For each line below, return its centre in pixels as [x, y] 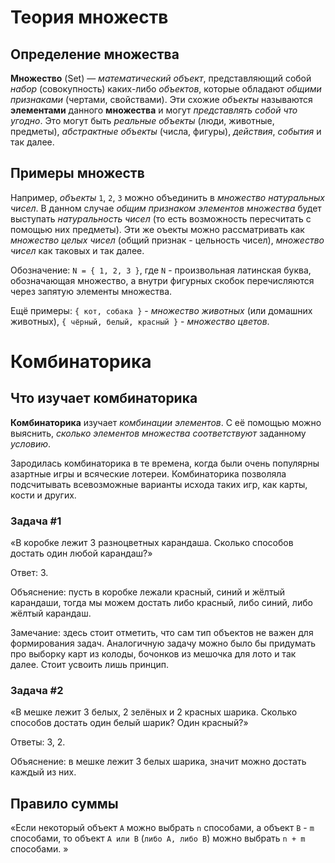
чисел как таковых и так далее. [77, 250]
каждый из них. [43, 772]
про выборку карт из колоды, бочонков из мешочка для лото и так [153, 654]
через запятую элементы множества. [91, 291]
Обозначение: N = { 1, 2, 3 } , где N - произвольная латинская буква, [161, 270]
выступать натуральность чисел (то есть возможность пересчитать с [161, 218]
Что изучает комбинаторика [104, 398]
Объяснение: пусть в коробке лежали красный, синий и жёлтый [148, 592]
